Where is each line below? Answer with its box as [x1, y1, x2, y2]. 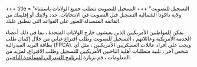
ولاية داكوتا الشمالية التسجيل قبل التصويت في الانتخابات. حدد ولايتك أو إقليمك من [5, 11, 182, 18]
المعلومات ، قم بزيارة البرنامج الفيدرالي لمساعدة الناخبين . [5, 54, 132, 61]
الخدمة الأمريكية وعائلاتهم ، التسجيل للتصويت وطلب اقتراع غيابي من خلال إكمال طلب [5, 35, 191, 42]
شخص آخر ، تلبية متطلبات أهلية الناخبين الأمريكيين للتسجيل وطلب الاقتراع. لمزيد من [5, 48, 189, 55]
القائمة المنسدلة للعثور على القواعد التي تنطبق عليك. [5, 18, 121, 24]
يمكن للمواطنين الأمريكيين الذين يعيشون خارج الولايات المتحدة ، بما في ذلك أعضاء [5, 29, 184, 36]
